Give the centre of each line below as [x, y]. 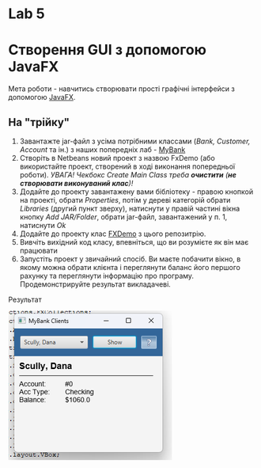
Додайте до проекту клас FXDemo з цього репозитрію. [113, 234]
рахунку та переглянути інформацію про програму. [107, 276]
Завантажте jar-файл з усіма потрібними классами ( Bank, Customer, [135, 141]
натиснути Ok [43, 225]
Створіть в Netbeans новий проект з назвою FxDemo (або [117, 158]
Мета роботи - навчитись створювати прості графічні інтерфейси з [122, 89]
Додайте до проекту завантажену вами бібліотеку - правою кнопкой [136, 192]
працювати [38, 250]
